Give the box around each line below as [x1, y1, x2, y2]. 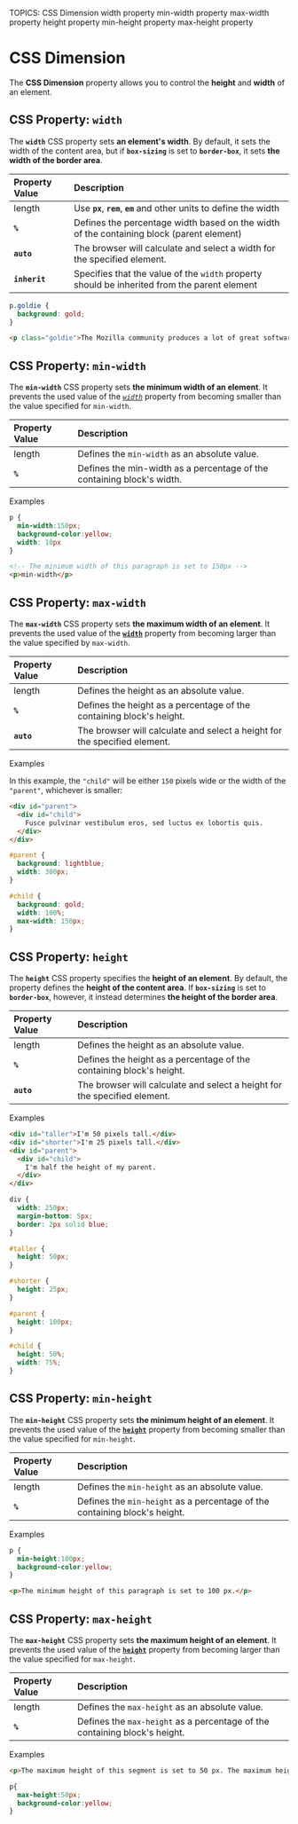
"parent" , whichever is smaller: [9, 785, 122, 795]
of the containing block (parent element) [74, 227, 242, 240]
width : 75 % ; [17, 1358, 62, 1367]
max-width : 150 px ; [17, 916, 86, 925]
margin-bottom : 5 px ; [17, 1211, 93, 1221]
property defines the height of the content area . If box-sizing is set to [9, 982, 266, 993]
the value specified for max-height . [9, 1654, 136, 1664]
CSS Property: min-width [9, 358, 146, 373]
